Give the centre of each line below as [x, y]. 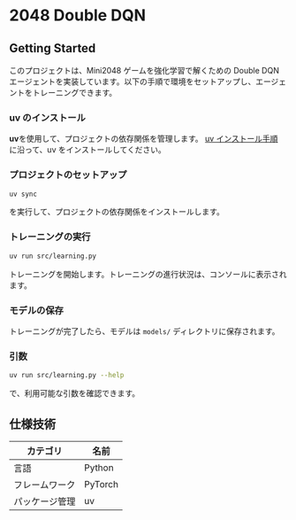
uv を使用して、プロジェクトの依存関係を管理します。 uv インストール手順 [144, 139]
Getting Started [53, 48]
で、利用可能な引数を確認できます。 [75, 393]
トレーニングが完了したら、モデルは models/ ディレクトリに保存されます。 [144, 331]
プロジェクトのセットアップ [68, 175]
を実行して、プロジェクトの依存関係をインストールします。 [117, 212]
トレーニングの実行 [50, 237]
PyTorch [101, 484]
